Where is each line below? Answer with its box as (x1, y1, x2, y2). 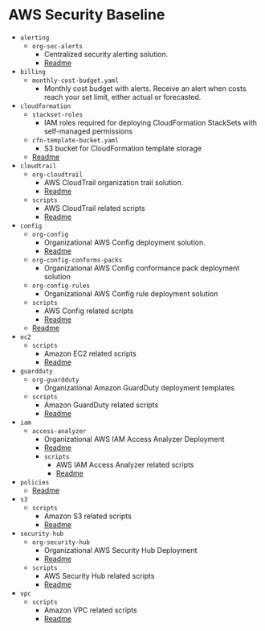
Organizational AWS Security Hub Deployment (43, 545, 198, 555)
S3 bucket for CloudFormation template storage (43, 143, 202, 153)
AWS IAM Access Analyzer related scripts (55, 460, 194, 469)
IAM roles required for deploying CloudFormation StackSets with (43, 118, 258, 127)
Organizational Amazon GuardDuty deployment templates (43, 382, 235, 392)
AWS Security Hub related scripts (43, 571, 155, 580)
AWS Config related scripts (43, 306, 134, 315)
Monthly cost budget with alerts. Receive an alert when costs (43, 83, 247, 93)
